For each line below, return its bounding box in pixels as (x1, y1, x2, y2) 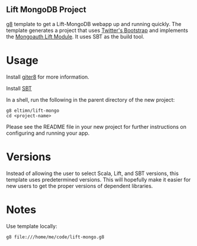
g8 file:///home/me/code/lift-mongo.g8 (6, 234, 105, 240)
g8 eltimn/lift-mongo (6, 108, 60, 114)
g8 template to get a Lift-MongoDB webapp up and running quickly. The (6, 20, 182, 27)
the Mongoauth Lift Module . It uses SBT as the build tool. (6, 33, 145, 40)
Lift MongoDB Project (6, 5, 87, 15)
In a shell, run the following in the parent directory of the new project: (6, 96, 175, 103)
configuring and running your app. (6, 130, 90, 137)
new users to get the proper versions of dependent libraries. (6, 182, 153, 189)
